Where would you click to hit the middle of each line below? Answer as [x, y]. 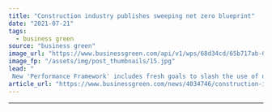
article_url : [30, 84]
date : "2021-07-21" [41, 24]
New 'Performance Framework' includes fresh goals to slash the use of [135, 76]
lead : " [21, 69]
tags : [17, 31]
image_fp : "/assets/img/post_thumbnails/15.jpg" [92, 62]
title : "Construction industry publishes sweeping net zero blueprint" [132, 16]
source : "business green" [52, 46]
